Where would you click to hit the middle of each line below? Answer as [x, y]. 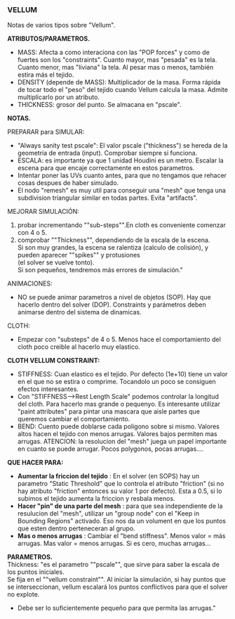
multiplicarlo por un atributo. [59, 97]
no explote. [23, 594]
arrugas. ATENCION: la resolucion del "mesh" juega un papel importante [122, 442]
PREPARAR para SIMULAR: [46, 132]
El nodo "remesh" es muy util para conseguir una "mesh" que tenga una [122, 191]
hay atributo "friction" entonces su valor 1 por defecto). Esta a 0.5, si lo [120, 491]
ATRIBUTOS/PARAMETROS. [49, 39]
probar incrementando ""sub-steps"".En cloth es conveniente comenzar [121, 225]
